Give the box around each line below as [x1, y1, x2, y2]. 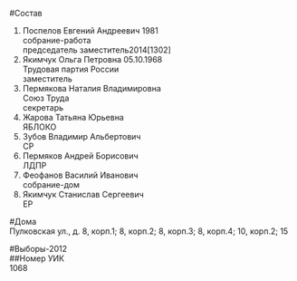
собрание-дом [22, 179, 80, 189]
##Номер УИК [9, 253, 65, 264]
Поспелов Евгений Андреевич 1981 [22, 25, 158, 35]
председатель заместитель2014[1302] [22, 44, 172, 55]
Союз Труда [22, 92, 70, 103]
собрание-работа [22, 35, 91, 45]
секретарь [22, 102, 64, 112]
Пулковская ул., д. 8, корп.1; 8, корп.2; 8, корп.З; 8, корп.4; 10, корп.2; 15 [9, 226, 289, 237]
